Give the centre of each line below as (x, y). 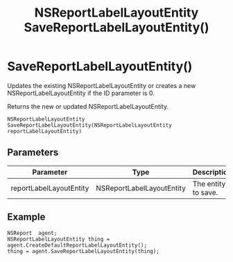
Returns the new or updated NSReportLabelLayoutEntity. (88, 106)
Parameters (33, 153)
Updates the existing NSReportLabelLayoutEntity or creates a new (102, 85)
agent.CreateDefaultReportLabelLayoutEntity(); (77, 245)
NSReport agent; (32, 233)
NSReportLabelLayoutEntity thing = (59, 239)
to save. (205, 192)
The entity (209, 184)
